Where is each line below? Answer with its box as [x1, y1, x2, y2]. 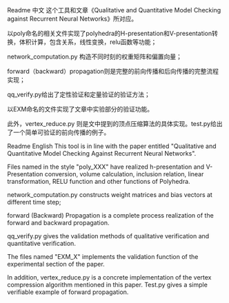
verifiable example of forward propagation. [7, 288, 129, 296]
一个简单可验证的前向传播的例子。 [12, 128, 110, 136]
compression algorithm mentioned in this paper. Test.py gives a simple [7, 281, 208, 289]
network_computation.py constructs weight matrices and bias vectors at [7, 191, 212, 198]
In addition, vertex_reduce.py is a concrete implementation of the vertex [7, 273, 212, 281]
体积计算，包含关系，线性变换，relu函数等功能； [19, 38, 157, 46]
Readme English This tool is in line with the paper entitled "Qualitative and [7, 142, 217, 150]
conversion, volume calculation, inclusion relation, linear [44, 170, 204, 178]
